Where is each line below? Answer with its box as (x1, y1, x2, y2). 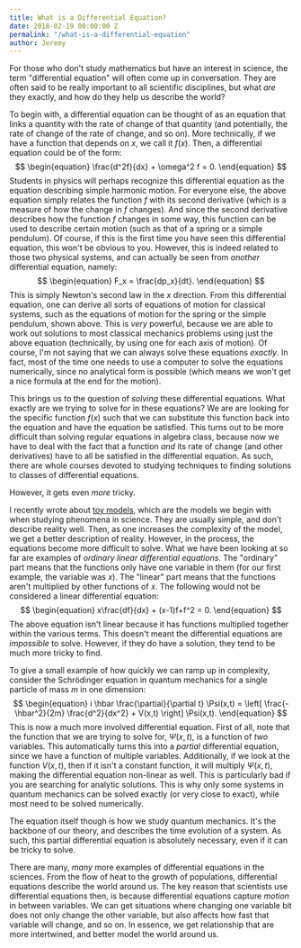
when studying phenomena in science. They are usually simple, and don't (9, 514, 282, 525)
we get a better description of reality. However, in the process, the (9, 533, 254, 545)
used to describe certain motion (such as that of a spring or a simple (9, 223, 263, 234)
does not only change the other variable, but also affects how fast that (9, 910, 270, 921)
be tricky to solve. (9, 844, 76, 855)
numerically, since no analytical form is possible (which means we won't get (9, 366, 291, 377)
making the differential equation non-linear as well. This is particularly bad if (9, 770, 291, 781)
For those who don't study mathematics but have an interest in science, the (9, 63, 288, 74)
